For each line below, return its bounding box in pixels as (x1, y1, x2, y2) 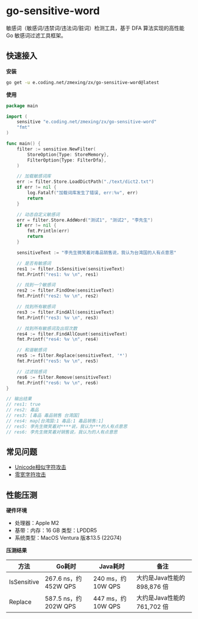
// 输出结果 (6, 396, 32, 402)
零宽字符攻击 (14, 471, 46, 478)
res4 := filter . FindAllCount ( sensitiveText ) (16, 331, 128, 337)
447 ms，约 (93, 595, 127, 603)
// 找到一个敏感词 (16, 282, 56, 288)
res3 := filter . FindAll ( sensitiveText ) (16, 309, 115, 315)
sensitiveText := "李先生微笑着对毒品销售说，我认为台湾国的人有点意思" (16, 250, 177, 256)
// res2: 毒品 (6, 407, 39, 413)
